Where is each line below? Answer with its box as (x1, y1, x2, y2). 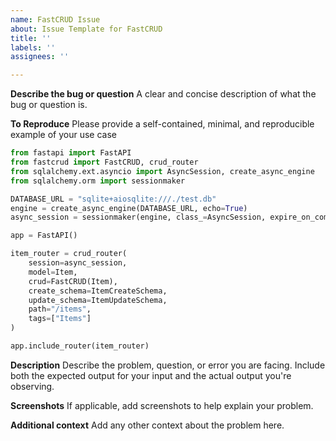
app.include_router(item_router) (10, 341, 150, 351)
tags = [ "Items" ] (28, 314, 92, 324)
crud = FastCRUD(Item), (28, 276, 118, 286)
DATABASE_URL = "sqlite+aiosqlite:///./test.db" (10, 194, 217, 204)
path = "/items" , (28, 304, 92, 315)
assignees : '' (10, 52, 70, 62)
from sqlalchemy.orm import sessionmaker (10, 176, 186, 186)
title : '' (10, 33, 52, 43)
